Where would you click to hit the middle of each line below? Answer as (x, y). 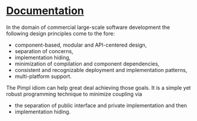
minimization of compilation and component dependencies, (87, 64)
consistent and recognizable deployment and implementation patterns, (101, 70)
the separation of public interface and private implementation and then (101, 105)
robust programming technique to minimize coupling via (74, 94)
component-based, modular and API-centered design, (81, 45)
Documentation (45, 11)
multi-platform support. (43, 76)
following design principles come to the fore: (61, 33)
